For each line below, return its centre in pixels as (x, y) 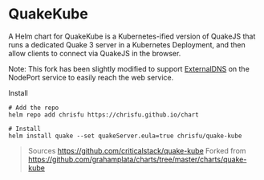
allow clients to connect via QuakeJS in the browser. (95, 53)
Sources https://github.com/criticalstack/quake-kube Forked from (137, 150)
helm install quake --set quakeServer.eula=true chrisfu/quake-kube (125, 136)
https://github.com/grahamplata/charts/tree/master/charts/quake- (137, 159)
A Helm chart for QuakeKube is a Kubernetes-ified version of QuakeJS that (132, 36)
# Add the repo (34, 108)
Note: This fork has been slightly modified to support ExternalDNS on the (129, 68)
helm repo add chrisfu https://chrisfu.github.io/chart (104, 115)
